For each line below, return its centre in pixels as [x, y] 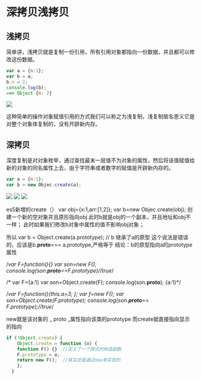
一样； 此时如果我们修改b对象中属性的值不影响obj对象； [75, 224]
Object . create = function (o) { [57, 343]
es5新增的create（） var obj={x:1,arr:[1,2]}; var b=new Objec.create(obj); [96, 209]
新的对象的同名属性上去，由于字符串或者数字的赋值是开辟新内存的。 [90, 168]
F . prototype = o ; [39, 355]
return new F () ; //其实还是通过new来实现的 [69, 360]
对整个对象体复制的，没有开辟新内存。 [53, 124]
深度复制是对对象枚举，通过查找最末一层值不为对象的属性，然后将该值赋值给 [100, 160]
